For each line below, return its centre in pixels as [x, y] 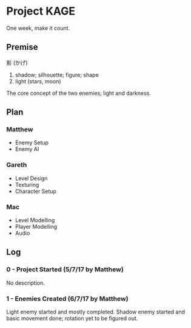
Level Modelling [35, 220]
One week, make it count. [38, 28]
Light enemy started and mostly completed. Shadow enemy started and [96, 312]
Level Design [31, 178]
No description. [26, 283]
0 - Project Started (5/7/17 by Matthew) [65, 270]
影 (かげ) [17, 63]
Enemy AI [27, 149]
